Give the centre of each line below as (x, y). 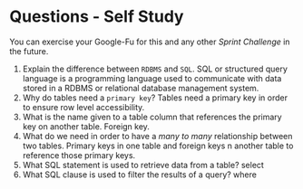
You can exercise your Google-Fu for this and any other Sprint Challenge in (150, 42)
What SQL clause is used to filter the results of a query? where (139, 175)
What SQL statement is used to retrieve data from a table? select (143, 165)
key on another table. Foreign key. (86, 126)
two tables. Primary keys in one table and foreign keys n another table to (158, 146)
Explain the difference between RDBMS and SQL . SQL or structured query (155, 69)
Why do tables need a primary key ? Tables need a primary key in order (155, 98)
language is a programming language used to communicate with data (152, 78)
